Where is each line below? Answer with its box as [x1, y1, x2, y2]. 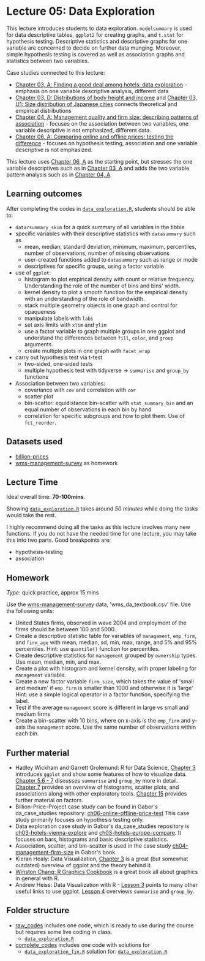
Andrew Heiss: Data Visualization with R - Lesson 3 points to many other [15, 881, 198, 888]
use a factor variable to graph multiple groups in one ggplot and [24, 327, 185, 335]
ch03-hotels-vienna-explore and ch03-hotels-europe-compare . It [15, 829, 182, 836]
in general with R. [15, 875, 59, 882]
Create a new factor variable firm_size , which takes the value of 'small [15, 678, 194, 685]
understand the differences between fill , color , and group [24, 334, 174, 341]
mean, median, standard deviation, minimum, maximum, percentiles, [24, 243, 197, 250]
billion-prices [15, 452, 49, 460]
